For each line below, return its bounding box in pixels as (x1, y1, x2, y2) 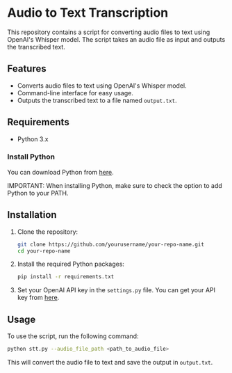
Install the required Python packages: (17, 260, 125, 269)
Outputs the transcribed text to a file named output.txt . (17, 96, 177, 104)
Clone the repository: (17, 228, 78, 236)
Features (7, 63, 47, 74)
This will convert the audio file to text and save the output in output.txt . (7, 358, 213, 366)
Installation (7, 209, 57, 221)
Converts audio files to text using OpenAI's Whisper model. (17, 81, 188, 90)
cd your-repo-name (17, 247, 71, 255)
